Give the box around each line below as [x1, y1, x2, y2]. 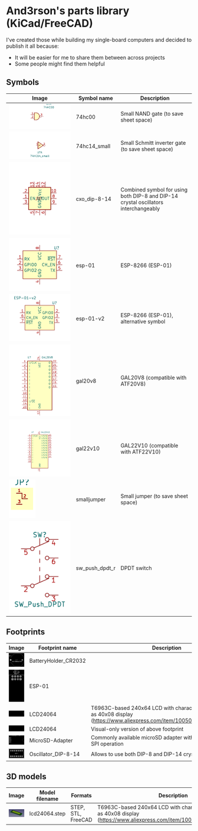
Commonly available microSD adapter [91, 734, 183, 741]
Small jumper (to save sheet [120, 493, 189, 500]
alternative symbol [120, 318, 166, 325]
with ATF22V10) [120, 448, 161, 455]
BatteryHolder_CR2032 [29, 657, 87, 664]
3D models [6, 772, 47, 782]
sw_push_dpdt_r [75, 564, 116, 571]
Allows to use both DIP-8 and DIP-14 [91, 751, 183, 758]
